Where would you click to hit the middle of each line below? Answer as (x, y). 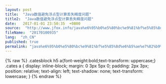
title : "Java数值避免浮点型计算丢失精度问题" (48, 14)
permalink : (16, 46)
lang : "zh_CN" (21, 38)
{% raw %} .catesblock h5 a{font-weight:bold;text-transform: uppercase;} (81, 60)
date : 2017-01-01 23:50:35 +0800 (43, 23)
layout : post (19, 10)
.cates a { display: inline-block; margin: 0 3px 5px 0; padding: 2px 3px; (77, 66)
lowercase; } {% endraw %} (33, 76)
